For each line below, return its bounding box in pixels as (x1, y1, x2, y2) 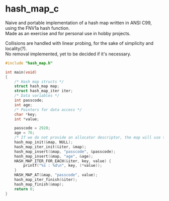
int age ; (14, 102, 33, 107)
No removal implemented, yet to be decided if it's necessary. (5, 51, 132, 57)
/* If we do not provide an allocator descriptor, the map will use (14, 135, 161, 140)
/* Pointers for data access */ (14, 107, 82, 112)
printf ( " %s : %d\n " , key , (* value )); (23, 163, 102, 168)
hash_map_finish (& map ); (14, 182, 64, 187)
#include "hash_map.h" (5, 60, 53, 65)
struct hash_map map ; (14, 84, 59, 89)
